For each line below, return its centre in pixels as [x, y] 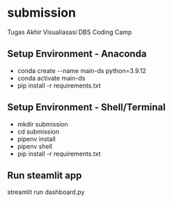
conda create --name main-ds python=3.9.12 [81, 70]
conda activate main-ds [51, 78]
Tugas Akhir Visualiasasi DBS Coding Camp [70, 32]
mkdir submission [42, 124]
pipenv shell [34, 146]
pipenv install [36, 139]
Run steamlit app [45, 175]
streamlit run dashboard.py [46, 192]
